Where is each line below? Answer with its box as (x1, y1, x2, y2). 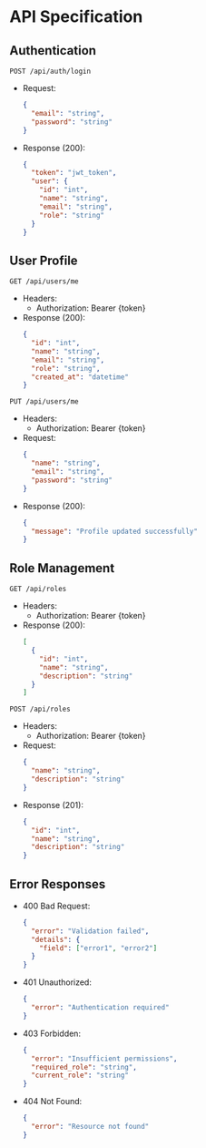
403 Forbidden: (22, 1028, 82, 1039)
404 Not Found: (22, 1096, 83, 1107)
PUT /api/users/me (9, 397, 79, 406)
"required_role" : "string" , (31, 1062, 138, 1071)
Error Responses (9, 876, 106, 892)
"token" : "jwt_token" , (31, 169, 117, 178)
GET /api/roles (9, 585, 67, 594)
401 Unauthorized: (22, 977, 93, 988)
